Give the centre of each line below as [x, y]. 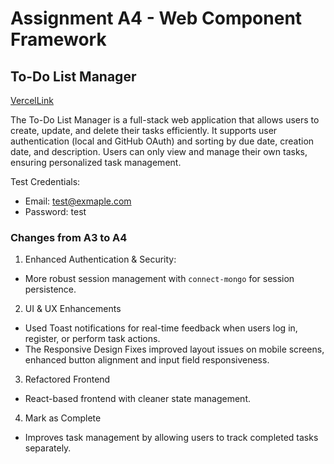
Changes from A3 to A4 [69, 237]
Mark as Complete [63, 418]
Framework [58, 39]
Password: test [55, 211]
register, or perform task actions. [92, 339]
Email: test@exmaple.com [78, 201]
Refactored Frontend [67, 379]
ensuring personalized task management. [96, 162]
